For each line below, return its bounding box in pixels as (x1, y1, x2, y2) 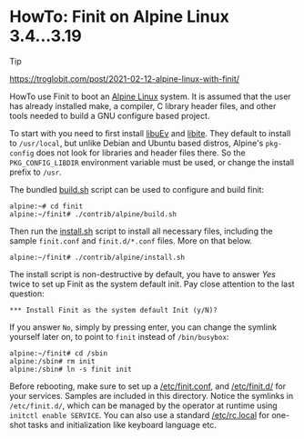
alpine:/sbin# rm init (9, 356, 96, 365)
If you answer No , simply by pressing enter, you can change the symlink (9, 321, 278, 333)
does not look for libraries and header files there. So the (35, 147, 246, 158)
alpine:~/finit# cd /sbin (9, 348, 107, 358)
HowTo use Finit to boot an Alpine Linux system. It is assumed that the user (9, 91, 291, 102)
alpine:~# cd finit (9, 202, 84, 211)
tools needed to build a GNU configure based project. (9, 110, 210, 121)
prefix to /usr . (9, 166, 62, 177)
